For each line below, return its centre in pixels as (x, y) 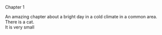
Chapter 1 (15, 7)
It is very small (20, 27)
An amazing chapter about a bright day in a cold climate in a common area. (81, 17)
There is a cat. (20, 22)
